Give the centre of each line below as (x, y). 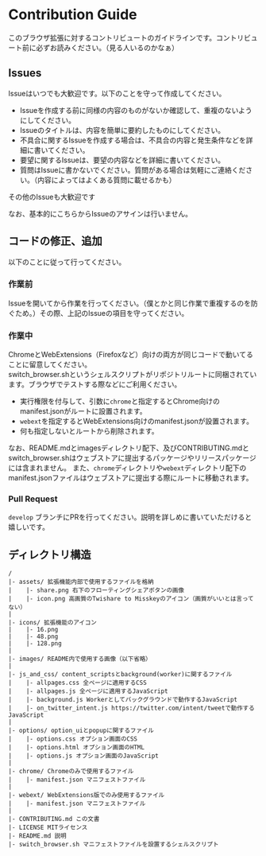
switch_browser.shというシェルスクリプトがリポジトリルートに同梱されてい (133, 375)
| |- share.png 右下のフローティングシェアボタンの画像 (96, 590)
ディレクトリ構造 (50, 554)
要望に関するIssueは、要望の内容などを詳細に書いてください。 (122, 160)
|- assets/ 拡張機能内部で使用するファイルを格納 (81, 582)
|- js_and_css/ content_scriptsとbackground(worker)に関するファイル (120, 675)
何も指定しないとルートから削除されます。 (89, 431)
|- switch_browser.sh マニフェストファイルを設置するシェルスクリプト (114, 845)
